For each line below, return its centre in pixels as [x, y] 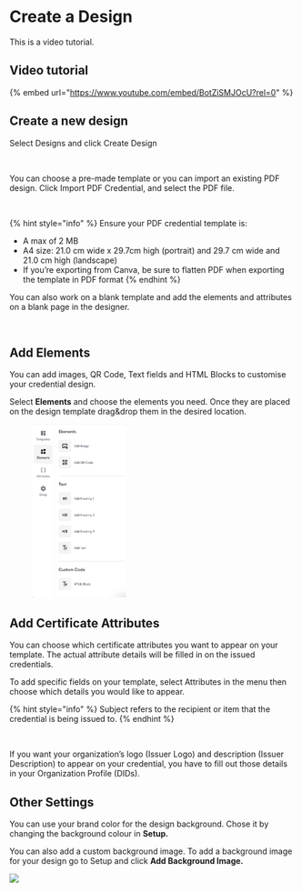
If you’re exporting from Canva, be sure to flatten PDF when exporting [153, 269]
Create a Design [71, 17]
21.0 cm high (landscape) [70, 260]
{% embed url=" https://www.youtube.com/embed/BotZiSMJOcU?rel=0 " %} [151, 92]
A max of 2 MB [50, 241]
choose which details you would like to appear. [97, 692]
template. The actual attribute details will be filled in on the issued [132, 655]
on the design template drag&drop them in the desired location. [128, 412]
